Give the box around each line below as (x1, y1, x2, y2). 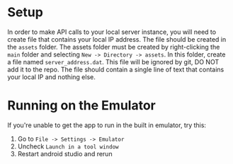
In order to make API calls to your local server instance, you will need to (7, 28, 217, 36)
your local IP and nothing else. (7, 72, 96, 81)
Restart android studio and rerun (17, 149, 113, 158)
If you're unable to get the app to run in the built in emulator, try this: (7, 121, 207, 129)
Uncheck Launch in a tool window (17, 142, 119, 151)
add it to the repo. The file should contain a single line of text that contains (7, 65, 225, 74)
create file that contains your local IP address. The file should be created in (7, 35, 227, 43)
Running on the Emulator (7, 98, 156, 114)
